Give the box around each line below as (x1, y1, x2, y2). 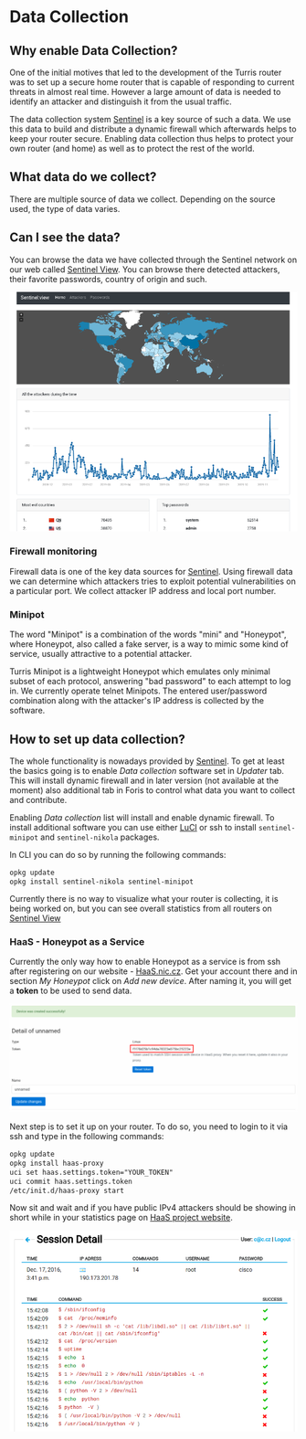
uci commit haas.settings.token (9, 1177, 132, 1186)
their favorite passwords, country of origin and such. (9, 273, 207, 284)
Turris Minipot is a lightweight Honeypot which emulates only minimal (9, 666, 271, 677)
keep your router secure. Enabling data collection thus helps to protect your (9, 133, 294, 143)
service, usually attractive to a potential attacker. (9, 649, 193, 660)
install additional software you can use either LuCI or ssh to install (9, 821, 258, 832)
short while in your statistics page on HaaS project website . (9, 1212, 233, 1222)
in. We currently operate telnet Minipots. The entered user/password (9, 685, 268, 696)
